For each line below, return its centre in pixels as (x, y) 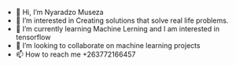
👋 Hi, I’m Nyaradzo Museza (59, 12)
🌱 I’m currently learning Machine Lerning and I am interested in (118, 29)
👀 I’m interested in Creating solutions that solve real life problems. (122, 20)
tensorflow (33, 37)
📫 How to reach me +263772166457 (76, 54)
